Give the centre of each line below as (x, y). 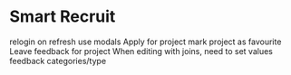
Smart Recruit (63, 17)
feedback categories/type (58, 61)
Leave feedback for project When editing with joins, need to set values (141, 51)
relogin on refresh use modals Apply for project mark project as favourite (145, 42)
